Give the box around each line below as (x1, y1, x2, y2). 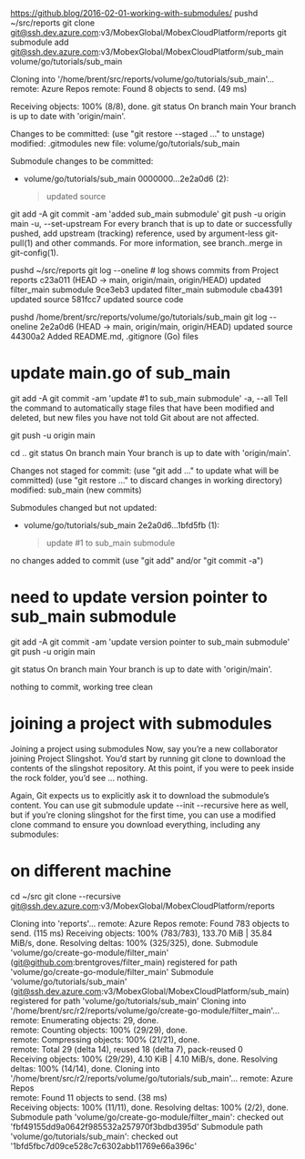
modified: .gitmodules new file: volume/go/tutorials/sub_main (10, 138, 240, 148)
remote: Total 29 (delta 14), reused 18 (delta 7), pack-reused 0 (10, 1043, 244, 1054)
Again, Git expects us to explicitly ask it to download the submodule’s (10, 789, 269, 800)
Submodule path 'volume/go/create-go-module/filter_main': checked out (10, 1111, 284, 1123)
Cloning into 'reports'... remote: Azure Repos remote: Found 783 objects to (10, 918, 290, 929)
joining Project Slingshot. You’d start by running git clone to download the (10, 753, 286, 764)
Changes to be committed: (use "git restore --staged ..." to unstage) (10, 128, 265, 139)
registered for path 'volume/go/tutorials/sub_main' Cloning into (10, 995, 247, 1006)
